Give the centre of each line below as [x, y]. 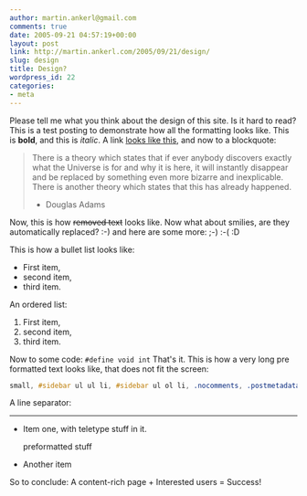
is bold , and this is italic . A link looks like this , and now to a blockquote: [143, 140]
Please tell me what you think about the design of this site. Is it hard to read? [153, 121]
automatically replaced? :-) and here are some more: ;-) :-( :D [125, 232]
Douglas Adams [75, 204]
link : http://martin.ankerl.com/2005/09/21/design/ [110, 52]
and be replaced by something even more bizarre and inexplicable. [158, 177]
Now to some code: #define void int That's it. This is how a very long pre [149, 359]
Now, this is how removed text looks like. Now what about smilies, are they [150, 222]
